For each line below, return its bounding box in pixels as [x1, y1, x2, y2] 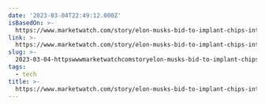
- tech [15, 70, 37, 78]
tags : [8, 63, 26, 71]
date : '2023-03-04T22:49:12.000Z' [8, 11, 122, 20]
